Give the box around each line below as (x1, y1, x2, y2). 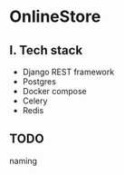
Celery (22, 95, 48, 106)
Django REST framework (22, 66, 115, 77)
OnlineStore (9, 6, 101, 27)
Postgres (22, 76, 57, 87)
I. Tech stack (9, 43, 83, 58)
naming (9, 155, 38, 166)
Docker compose (22, 86, 88, 96)
